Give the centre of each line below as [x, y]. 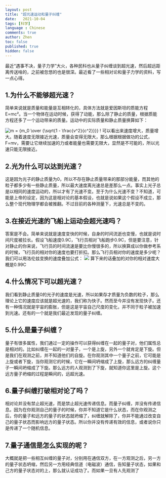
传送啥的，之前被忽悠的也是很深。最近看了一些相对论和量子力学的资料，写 [85, 72]
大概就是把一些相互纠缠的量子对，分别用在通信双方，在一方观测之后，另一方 [83, 458]
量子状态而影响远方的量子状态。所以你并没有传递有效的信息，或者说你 [85, 422]
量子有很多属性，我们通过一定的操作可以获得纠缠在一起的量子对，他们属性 [81, 343]
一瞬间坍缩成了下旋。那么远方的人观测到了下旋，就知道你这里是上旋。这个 [85, 367]
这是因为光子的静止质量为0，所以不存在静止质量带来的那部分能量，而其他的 [82, 179]
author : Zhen [19, 38]
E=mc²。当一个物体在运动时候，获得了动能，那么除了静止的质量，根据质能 [81, 114]
